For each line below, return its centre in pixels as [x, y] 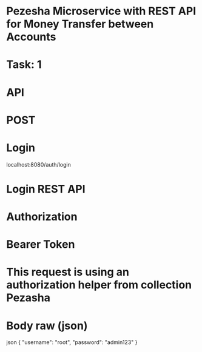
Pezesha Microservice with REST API [101, 11]
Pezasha [28, 298]
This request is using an [68, 272]
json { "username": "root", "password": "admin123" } [72, 342]
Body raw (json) [47, 326]
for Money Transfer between [80, 24]
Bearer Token [41, 244]
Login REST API [46, 189]
